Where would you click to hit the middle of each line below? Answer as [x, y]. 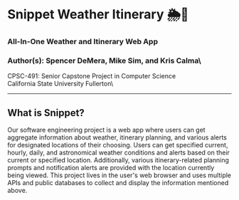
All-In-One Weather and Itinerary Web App [83, 42]
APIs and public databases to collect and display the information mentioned [118, 183]
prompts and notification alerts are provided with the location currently [111, 168]
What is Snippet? [46, 113]
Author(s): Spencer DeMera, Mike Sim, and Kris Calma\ [104, 60]
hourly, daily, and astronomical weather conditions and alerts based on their [118, 153]
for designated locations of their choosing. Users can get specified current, [118, 145]
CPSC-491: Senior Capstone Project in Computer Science [92, 76]
